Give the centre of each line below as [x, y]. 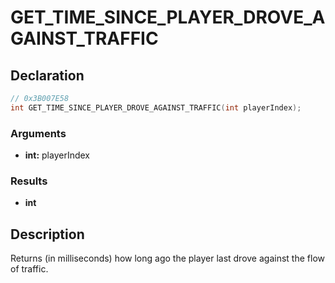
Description [47, 234]
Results [29, 181]
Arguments [38, 133]
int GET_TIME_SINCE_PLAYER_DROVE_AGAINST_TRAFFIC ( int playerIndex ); [156, 107]
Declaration [47, 75]
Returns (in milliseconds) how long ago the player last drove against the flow [167, 258]
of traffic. [29, 269]
